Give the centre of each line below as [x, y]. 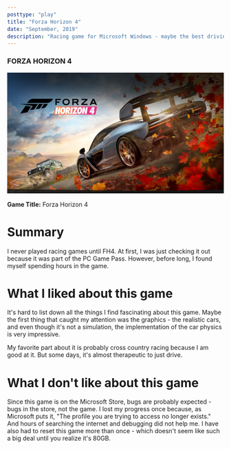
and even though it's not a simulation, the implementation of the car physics [114, 327]
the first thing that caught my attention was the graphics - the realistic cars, [114, 320]
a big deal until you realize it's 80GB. [59, 438]
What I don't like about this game [103, 383]
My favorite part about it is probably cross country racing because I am [108, 348]
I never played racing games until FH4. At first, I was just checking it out [109, 251]
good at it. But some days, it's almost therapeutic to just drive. [95, 355]
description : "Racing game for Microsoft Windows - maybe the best [106, 36]
